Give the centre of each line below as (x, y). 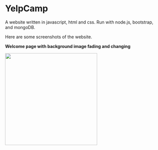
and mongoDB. (20, 27)
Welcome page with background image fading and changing (68, 46)
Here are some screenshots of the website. (49, 37)
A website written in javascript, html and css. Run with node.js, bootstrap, (79, 22)
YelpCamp (26, 9)
